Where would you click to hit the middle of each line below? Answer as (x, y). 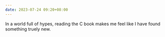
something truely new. (28, 29)
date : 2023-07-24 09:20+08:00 (37, 10)
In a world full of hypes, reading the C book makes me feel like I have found (83, 24)
